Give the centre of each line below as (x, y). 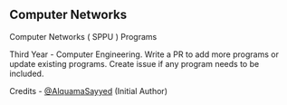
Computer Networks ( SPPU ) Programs (83, 36)
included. (27, 73)
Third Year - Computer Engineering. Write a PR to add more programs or (144, 54)
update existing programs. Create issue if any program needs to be (134, 63)
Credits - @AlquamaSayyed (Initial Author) (88, 91)
